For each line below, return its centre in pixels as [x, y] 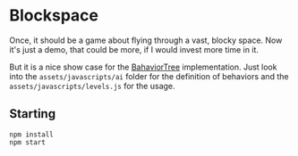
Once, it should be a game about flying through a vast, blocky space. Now [146, 40]
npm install [31, 135]
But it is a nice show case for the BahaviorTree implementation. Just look [143, 67]
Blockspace [54, 16]
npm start [28, 142]
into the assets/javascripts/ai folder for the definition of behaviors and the [149, 76]
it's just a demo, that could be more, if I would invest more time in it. [134, 49]
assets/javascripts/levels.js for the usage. [93, 86]
